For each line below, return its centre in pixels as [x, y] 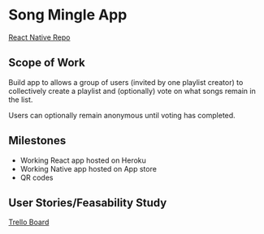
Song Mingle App [68, 15]
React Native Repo [39, 37]
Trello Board [29, 222]
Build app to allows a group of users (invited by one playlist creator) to [126, 82]
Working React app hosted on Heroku [83, 160]
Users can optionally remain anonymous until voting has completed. [122, 115]
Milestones [37, 140]
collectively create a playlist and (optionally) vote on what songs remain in [132, 91]
